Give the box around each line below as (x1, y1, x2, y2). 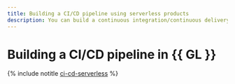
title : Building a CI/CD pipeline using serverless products (7, 10, 190, 17)
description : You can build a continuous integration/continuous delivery (7, 17, 230, 24)
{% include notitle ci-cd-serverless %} (7, 69, 119, 78)
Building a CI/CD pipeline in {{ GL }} (7, 47, 217, 62)
